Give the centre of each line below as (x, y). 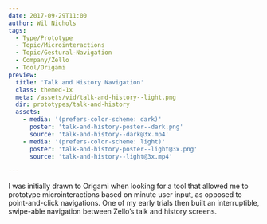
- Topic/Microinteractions (60, 45)
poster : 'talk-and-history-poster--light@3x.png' (113, 149)
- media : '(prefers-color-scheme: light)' (94, 141)
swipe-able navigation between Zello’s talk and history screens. (113, 211)
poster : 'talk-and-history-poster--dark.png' (106, 127)
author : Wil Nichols (43, 23)
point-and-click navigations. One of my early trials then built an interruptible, (134, 203)
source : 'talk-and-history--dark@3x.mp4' (99, 134)
